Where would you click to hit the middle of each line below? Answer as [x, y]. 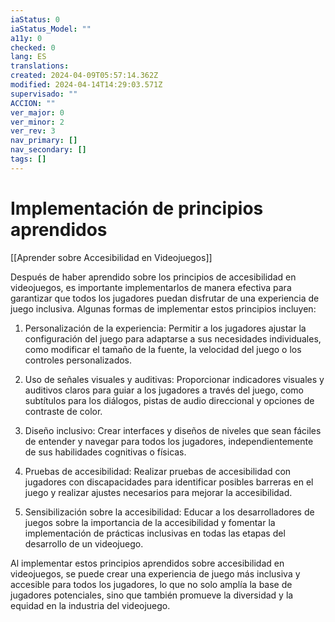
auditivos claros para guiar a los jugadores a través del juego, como [164, 390]
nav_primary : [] [44, 141]
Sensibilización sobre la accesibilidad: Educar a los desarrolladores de [169, 512]
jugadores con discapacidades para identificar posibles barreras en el [169, 482]
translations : [40, 66]
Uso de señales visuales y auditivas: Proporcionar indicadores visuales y [174, 379]
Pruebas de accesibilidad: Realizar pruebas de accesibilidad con [158, 471]
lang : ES [28, 57]
